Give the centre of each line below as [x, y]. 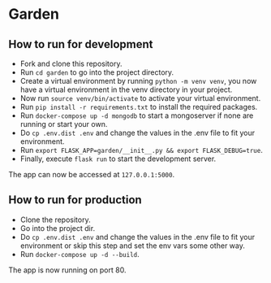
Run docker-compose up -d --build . [80, 254]
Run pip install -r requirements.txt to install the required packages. [139, 107]
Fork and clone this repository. [71, 63]
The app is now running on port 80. [67, 270]
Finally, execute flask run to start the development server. [118, 159]
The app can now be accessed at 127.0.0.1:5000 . [92, 174]
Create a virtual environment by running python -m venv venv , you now [138, 81]
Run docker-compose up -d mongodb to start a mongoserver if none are [137, 115]
